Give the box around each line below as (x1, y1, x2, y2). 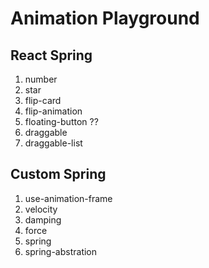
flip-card (24, 95, 62, 106)
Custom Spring (10, 166, 107, 183)
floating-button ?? (24, 116, 99, 127)
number (24, 73, 58, 85)
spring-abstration (24, 245, 98, 257)
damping (24, 213, 62, 226)
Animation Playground (10, 7, 200, 30)
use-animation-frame (24, 192, 113, 204)
